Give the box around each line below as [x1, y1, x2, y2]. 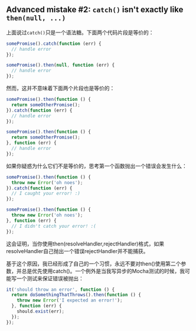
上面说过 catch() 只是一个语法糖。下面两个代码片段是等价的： [6, 29, 155, 36]
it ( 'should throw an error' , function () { [6, 286, 115, 293]
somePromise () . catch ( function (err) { [6, 41, 102, 47]
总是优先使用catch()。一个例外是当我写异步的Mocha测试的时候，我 [21, 267, 185, 274]
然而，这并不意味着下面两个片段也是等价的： [6, 85, 115, 92]
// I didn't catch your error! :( [11, 223, 96, 229]
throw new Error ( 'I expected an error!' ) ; [17, 297, 123, 303]
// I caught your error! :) [11, 191, 81, 196]
